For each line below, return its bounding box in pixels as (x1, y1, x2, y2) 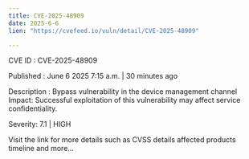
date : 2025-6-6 (8, 19, 59, 27)
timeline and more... (8, 144, 75, 153)
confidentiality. (8, 104, 58, 113)
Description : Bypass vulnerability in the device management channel (8, 87, 238, 96)
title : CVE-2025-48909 (8, 11, 84, 20)
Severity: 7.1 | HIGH (8, 120, 71, 129)
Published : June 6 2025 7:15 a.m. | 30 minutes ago (8, 71, 178, 81)
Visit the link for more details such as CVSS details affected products (8, 135, 236, 145)
